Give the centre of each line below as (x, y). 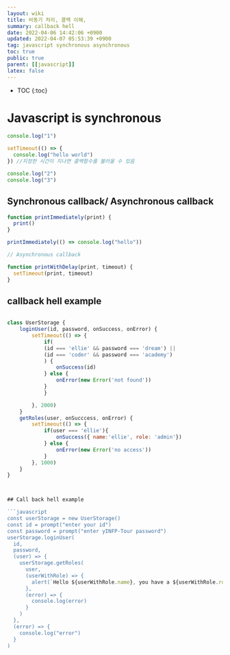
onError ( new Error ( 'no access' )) (104, 449)
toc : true (21, 52)
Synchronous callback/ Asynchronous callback (111, 202)
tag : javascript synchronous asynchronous (68, 45)
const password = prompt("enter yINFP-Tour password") (87, 531)
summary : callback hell (41, 26)
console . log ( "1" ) (32, 136)
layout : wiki (26, 13)
